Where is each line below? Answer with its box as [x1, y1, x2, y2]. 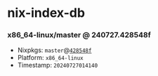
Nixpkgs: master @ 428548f [17, 46, 92, 54]
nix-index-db [7, 5, 86, 21]
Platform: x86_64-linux [17, 53, 84, 62]
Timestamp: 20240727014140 [17, 61, 98, 70]
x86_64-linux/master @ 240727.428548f [7, 30, 151, 40]
